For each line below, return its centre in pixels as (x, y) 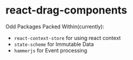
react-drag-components (66, 10)
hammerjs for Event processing (51, 50)
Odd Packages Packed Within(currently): (55, 26)
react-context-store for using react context (67, 38)
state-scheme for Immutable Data (54, 44)
